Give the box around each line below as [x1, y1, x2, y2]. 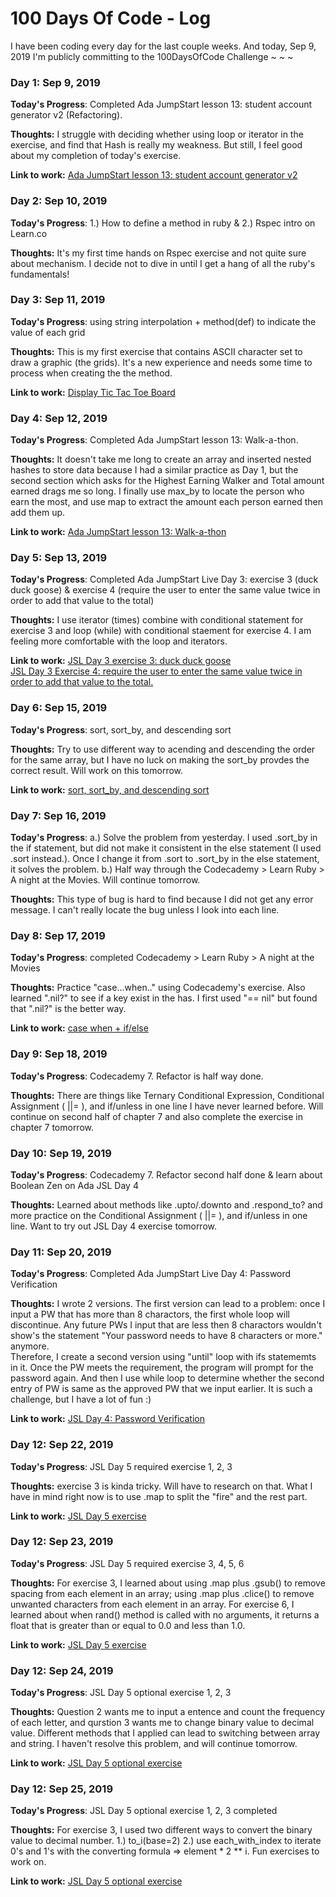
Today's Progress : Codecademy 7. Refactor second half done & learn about [10, 1168, 323, 1181]
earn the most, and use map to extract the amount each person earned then [10, 496, 324, 508]
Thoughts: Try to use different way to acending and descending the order [10, 743, 316, 755]
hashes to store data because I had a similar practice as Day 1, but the [10, 464, 299, 476]
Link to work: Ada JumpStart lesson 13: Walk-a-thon [10, 526, 227, 538]
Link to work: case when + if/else [10, 1022, 149, 1034]
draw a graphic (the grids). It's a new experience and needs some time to [10, 356, 313, 368]
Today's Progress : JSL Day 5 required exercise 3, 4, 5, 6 [10, 1557, 245, 1569]
